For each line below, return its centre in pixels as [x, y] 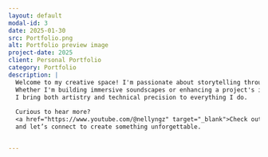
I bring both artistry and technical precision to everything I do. [132, 97]
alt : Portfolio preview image [59, 45]
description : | [33, 75]
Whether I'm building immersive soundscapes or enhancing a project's [135, 90]
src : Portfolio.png [41, 38]
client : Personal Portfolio [55, 61]
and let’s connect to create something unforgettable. [108, 127]
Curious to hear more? [53, 112]
